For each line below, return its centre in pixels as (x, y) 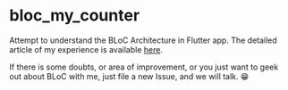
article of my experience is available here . (86, 49)
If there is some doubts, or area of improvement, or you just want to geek (144, 67)
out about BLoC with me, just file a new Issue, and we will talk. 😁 (129, 76)
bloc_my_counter (75, 16)
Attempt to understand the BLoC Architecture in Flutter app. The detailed (143, 40)
